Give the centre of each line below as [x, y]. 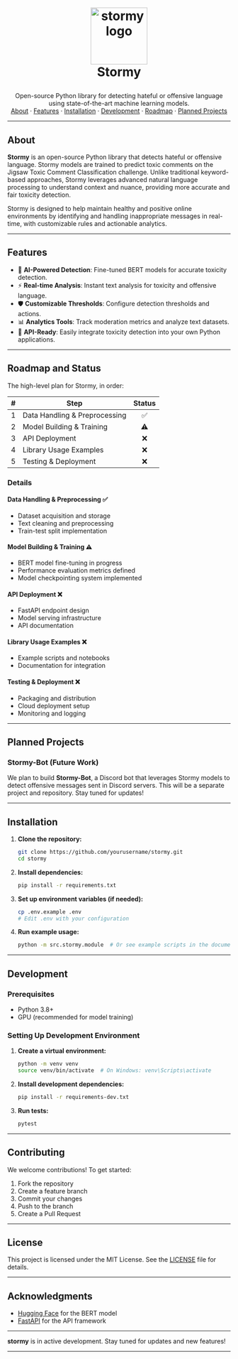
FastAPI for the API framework [62, 1321]
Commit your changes [50, 1198]
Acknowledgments [50, 1296]
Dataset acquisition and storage [64, 516]
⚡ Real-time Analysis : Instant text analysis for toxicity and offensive [117, 285]
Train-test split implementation [62, 531]
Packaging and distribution [57, 698]
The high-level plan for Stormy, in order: [66, 385]
